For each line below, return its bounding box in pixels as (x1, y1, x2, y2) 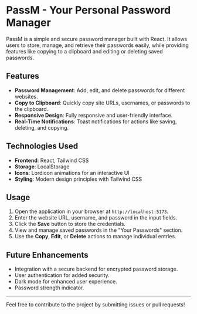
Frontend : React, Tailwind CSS (14, 157, 89, 164)
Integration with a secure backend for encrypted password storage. (14, 265, 178, 273)
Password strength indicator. (14, 284, 84, 291)
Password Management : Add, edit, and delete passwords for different (14, 86, 185, 94)
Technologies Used (6, 141, 78, 151)
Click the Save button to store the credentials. (14, 221, 126, 228)
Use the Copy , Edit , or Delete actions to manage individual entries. (14, 233, 177, 240)
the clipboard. (14, 105, 49, 112)
